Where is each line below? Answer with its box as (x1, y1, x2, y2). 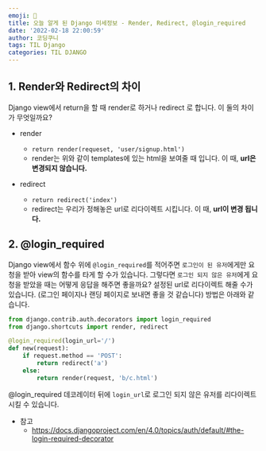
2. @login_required (8, 238, 105, 251)
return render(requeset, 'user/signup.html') (31, 145, 185, 154)
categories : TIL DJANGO (8, 49, 87, 56)
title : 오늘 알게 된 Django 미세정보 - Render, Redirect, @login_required (8, 19, 246, 27)
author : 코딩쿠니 (8, 33, 60, 42)
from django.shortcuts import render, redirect (8, 323, 169, 331)
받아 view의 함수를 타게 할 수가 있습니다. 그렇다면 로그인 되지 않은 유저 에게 (22, 270, 250, 279)
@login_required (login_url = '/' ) (8, 337, 115, 345)
